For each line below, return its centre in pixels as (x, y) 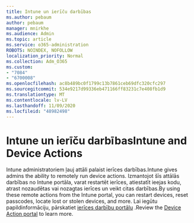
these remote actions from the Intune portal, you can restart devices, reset (97, 195)
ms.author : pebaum (29, 17)
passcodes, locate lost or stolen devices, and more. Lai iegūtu (82, 201)
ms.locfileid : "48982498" (38, 111)
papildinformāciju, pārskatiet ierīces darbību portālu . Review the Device (94, 208)
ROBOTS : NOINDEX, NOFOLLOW (39, 51)
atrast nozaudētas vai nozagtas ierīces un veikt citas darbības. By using (93, 189)
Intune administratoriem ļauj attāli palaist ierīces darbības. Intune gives (92, 169)
